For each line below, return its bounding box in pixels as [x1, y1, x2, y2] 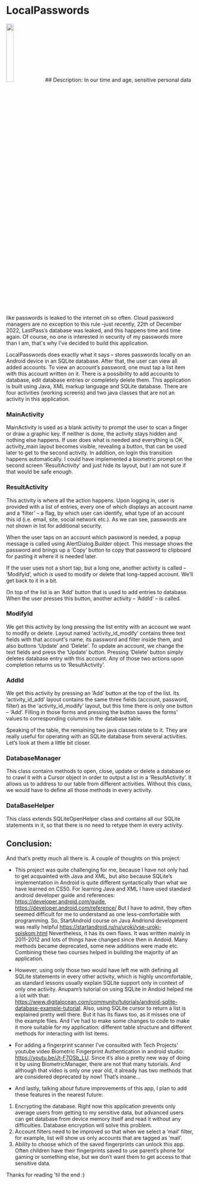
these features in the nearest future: [14, 1091, 103, 1098]
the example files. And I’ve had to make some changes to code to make [14, 1017, 190, 1024]
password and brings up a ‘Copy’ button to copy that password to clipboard [6, 546, 191, 554]
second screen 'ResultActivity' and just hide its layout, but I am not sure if [6, 462, 186, 469]
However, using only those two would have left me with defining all [14, 966, 178, 973]
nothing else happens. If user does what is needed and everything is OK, [6, 437, 184, 444]
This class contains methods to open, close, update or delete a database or [6, 768, 191, 775]
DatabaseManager [6, 754, 61, 762]
